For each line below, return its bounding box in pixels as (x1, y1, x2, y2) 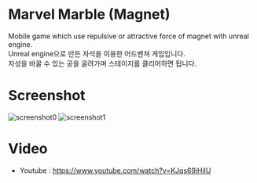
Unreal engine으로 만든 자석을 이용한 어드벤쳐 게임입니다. (8, 48, 186, 58)
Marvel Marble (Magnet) (8, 5, 171, 23)
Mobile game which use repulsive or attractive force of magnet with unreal (8, 31, 250, 41)
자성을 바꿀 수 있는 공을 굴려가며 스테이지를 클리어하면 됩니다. (8, 59, 197, 68)
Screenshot (8, 87, 86, 105)
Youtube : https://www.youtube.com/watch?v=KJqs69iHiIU (19, 166, 211, 175)
